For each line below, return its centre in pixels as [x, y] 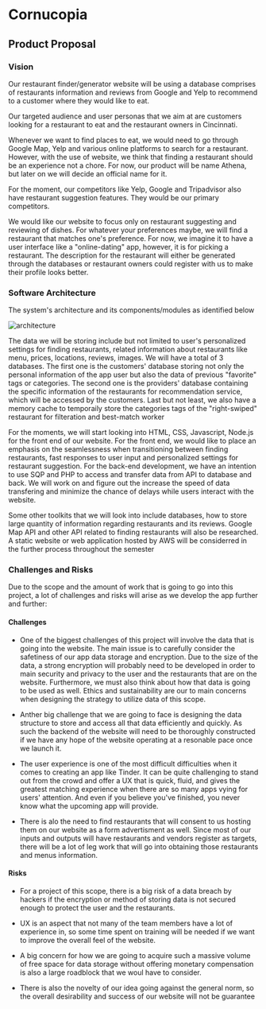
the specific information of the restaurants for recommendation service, [125, 392]
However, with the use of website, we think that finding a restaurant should [131, 157]
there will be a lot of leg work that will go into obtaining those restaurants [139, 846]
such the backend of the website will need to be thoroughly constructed [137, 731]
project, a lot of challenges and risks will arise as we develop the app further [133, 596]
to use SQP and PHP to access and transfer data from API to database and [130, 475]
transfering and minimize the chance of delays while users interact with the [131, 491]
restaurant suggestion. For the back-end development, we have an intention [132, 466]
